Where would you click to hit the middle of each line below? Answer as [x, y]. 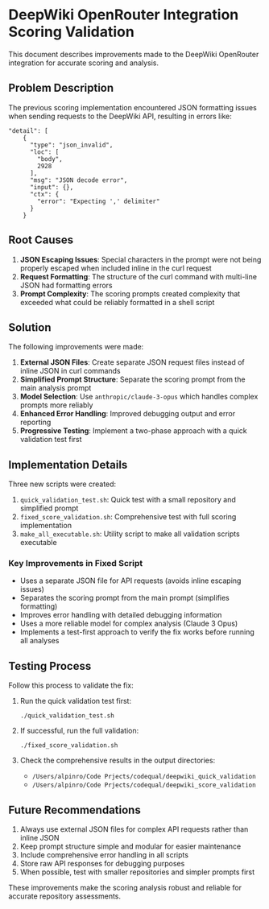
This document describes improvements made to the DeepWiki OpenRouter [134, 54]
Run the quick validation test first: [75, 701]
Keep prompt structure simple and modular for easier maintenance [130, 846]
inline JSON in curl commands [70, 371]
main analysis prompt [56, 388]
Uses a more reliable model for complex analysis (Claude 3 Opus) [129, 624]
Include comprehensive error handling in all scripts [104, 855]
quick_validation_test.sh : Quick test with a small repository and [128, 500]
